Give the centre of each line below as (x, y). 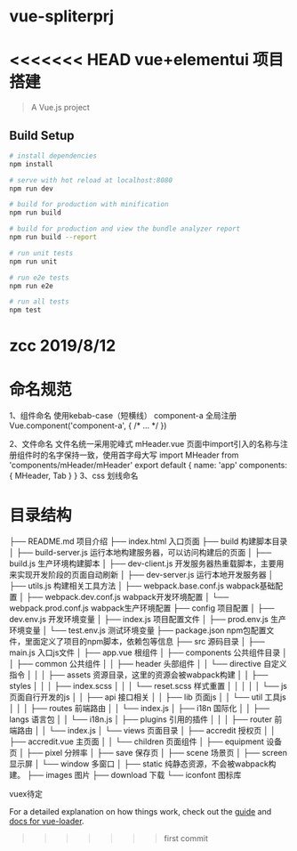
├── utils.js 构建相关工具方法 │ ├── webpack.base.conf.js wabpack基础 (142, 586)
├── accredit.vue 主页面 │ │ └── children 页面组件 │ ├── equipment (137, 742)
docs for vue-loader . (47, 822)
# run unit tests (41, 253)
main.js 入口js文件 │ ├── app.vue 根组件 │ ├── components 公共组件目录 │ (148, 652)
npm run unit (33, 261)
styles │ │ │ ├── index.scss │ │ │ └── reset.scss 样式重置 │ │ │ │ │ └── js (148, 686)
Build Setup (42, 135)
